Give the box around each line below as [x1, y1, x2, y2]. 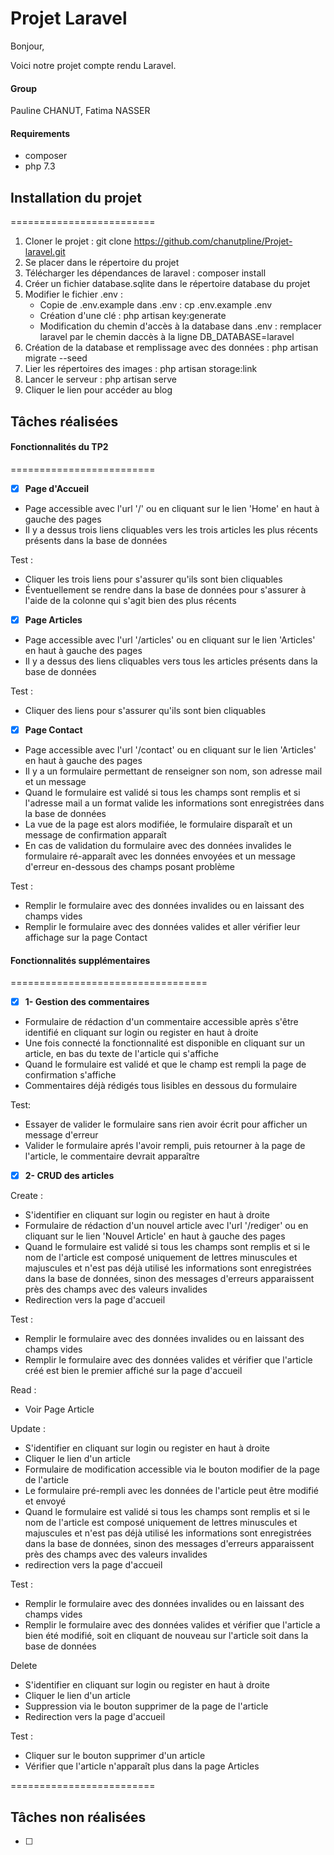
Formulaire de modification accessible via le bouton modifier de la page [24, 1463, 320, 1476]
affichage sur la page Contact [24, 931, 148, 943]
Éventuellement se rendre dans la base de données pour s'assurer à [24, 583, 307, 596]
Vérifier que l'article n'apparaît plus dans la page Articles [24, 1760, 260, 1772]
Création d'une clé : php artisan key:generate [39, 310, 227, 322]
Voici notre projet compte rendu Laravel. [10, 59, 177, 71]
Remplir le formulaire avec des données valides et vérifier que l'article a [24, 1619, 321, 1631]
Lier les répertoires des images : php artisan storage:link [24, 363, 258, 375]
